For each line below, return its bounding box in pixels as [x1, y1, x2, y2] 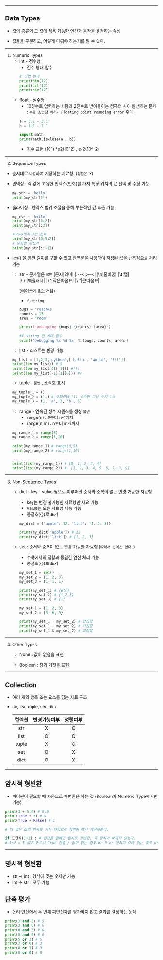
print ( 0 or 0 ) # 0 [5, 950, 42, 955]
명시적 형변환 [5, 859, 42, 868]
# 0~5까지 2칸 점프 [12, 232, 47, 237]
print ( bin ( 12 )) [19, 78, 50, 83]
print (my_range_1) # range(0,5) [12, 443, 78, 448]
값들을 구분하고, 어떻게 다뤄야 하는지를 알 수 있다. [12, 38, 105, 44]
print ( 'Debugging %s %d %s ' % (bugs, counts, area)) [19, 338, 129, 343]
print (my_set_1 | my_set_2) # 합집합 [19, 619, 93, 624]
